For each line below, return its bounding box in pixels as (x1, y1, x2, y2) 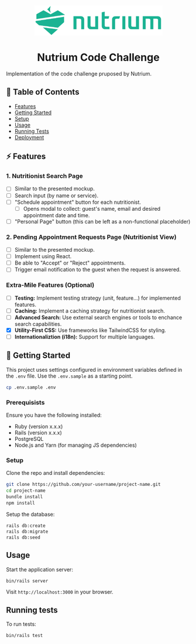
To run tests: (6, 621, 36, 628)
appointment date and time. (23, 211, 90, 218)
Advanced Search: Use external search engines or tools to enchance (14, 314, 183, 321)
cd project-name (6, 488, 46, 494)
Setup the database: (6, 511, 55, 518)
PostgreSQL (14, 435, 44, 442)
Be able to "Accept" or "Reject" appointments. (14, 259, 126, 266)
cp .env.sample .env (6, 384, 57, 390)
